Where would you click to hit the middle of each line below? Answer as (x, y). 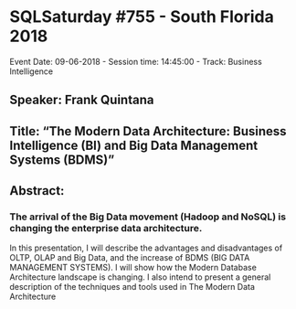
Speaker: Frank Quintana (82, 100)
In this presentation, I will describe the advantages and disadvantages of (146, 248)
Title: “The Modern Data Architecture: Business (148, 131)
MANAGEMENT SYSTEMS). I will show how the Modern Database (133, 268)
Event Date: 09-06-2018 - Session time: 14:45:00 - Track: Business (136, 61)
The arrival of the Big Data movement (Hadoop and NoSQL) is (148, 217)
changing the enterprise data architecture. (106, 229)
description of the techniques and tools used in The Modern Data (132, 287)
